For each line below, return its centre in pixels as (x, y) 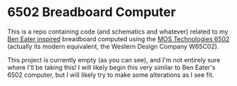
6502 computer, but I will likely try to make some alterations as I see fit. (111, 75)
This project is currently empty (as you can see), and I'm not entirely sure (114, 59)
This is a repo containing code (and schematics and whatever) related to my (118, 31)
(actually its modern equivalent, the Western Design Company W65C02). (113, 46)
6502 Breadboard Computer (92, 12)
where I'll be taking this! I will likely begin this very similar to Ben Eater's (111, 67)
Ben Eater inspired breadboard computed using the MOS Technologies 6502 (119, 38)
